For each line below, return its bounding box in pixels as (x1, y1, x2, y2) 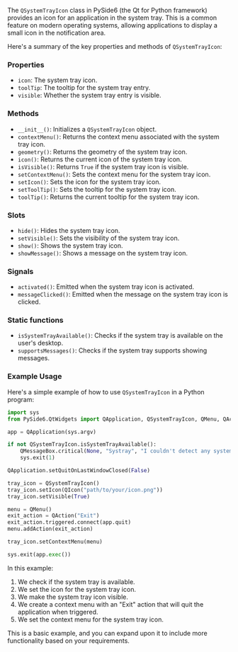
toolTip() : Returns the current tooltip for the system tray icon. (17, 193, 200, 201)
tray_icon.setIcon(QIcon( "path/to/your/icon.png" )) (7, 486, 163, 493)
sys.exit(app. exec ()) (7, 551, 72, 558)
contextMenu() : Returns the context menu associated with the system (17, 132, 220, 141)
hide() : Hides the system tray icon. (17, 226, 120, 234)
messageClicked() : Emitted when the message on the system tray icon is (17, 290, 228, 299)
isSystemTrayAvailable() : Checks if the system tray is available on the (17, 331, 223, 340)
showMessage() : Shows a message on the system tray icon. (17, 248, 188, 257)
